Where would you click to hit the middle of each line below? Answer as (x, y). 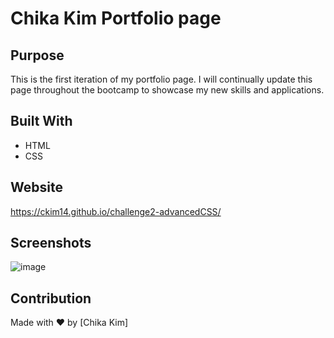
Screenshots (51, 243)
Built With (41, 121)
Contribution (51, 298)
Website (36, 187)
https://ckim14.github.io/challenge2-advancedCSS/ (116, 211)
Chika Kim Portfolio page (116, 18)
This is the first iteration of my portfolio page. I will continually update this (161, 79)
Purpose (37, 55)
